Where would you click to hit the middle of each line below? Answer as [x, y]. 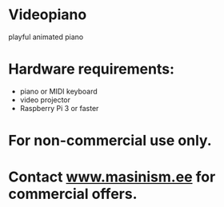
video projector [45, 100]
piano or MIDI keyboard [58, 91]
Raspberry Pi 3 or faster [59, 108]
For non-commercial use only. [110, 141]
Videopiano [48, 15]
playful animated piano [46, 37]
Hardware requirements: [91, 69]
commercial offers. [73, 194]
